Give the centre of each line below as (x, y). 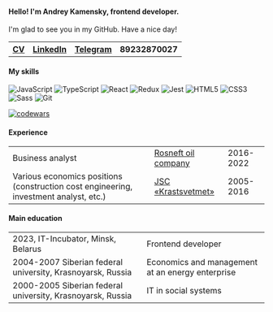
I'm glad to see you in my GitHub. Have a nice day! (93, 29)
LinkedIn (50, 50)
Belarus (27, 249)
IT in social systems (184, 290)
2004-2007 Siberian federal (68, 262)
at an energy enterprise (191, 272)
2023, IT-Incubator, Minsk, (64, 238)
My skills (24, 71)
